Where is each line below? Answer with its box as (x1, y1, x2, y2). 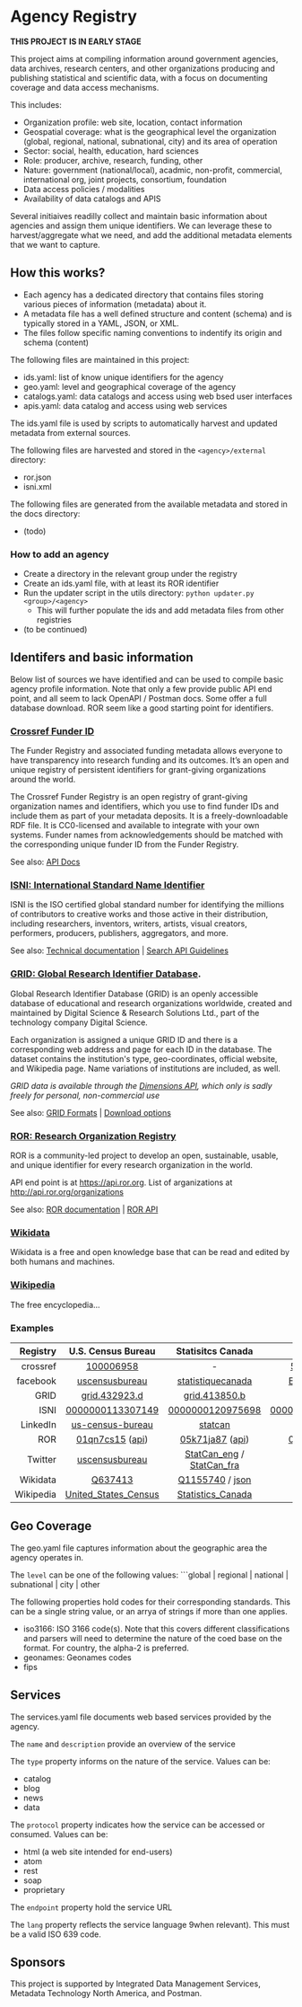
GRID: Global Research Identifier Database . (10, 968, 202, 980)
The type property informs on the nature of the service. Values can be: (10, 1755, 272, 1766)
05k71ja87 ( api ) (179, 1433, 250, 1446)
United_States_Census (65, 1488, 160, 1500)
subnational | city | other (10, 1578, 101, 1589)
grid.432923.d (81, 1389, 144, 1401)
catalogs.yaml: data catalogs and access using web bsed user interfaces (22, 391, 293, 402)
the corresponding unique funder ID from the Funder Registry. (10, 839, 239, 850)
